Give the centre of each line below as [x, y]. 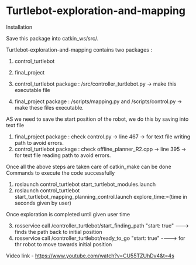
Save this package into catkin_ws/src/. [52, 38]
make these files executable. [49, 107]
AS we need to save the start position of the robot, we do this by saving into [97, 119]
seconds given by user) [43, 203]
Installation [19, 27]
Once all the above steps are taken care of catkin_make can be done [89, 167]
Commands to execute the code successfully [61, 173]
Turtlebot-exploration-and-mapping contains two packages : [79, 50]
